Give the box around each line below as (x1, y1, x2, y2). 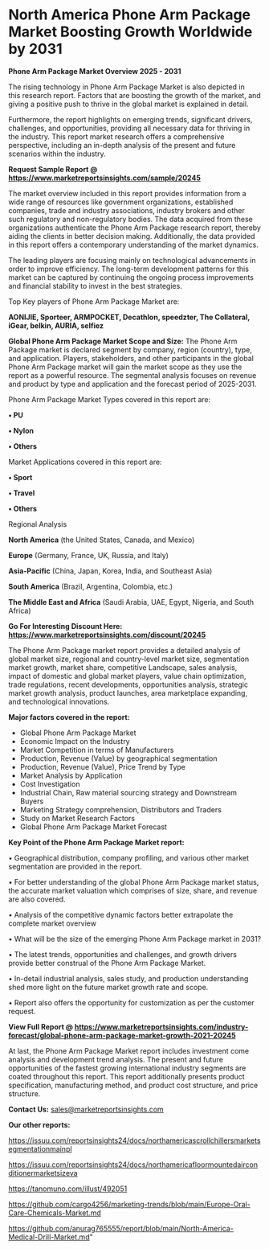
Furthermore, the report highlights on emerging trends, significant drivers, (8, 114, 253, 124)
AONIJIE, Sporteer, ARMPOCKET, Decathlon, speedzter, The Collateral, (8, 312, 251, 322)
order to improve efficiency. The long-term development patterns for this (8, 264, 249, 273)
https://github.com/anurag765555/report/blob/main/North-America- (8, 1223, 234, 1233)
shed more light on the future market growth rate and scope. (8, 982, 209, 992)
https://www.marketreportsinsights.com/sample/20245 (8, 173, 201, 183)
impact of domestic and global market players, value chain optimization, (8, 671, 247, 680)
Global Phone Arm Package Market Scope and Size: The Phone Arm (8, 336, 238, 346)
